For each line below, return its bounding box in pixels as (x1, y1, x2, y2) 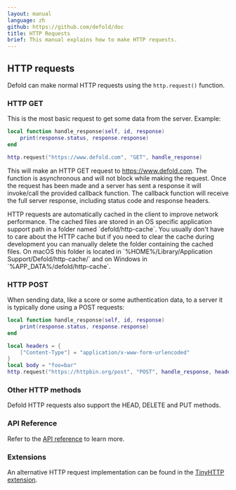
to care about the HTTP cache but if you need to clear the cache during (7, 232, 214, 241)
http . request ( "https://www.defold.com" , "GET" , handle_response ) (7, 154, 202, 161)
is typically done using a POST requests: (7, 303, 125, 312)
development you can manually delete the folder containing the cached (7, 239, 214, 248)
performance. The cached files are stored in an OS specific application (7, 217, 212, 225)
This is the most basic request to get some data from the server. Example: (7, 114, 221, 123)
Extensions (7, 452, 47, 462)
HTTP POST (7, 279, 49, 289)
